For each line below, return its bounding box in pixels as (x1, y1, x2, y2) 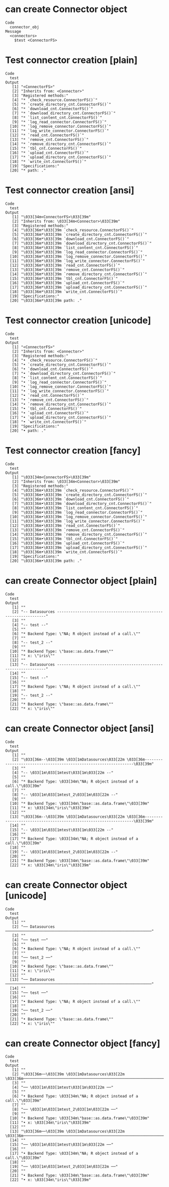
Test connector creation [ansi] (5, 185, 135, 196)
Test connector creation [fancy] (5, 445, 141, 456)
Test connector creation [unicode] (5, 315, 151, 326)
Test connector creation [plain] (5, 54, 138, 66)
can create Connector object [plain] (5, 575, 157, 586)
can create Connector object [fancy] (5, 1038, 160, 1049)
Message (5, 29, 22, 34)
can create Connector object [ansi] (5, 723, 154, 734)
